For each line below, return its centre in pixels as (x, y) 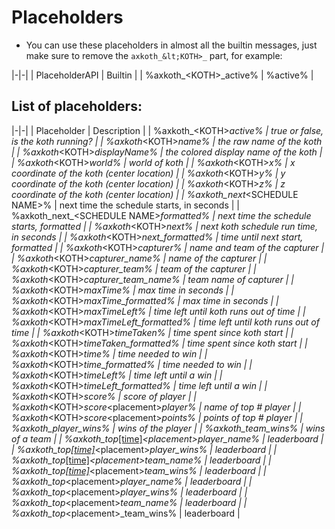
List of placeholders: (77, 106)
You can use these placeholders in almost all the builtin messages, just (171, 45)
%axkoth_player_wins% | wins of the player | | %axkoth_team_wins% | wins (168, 428)
